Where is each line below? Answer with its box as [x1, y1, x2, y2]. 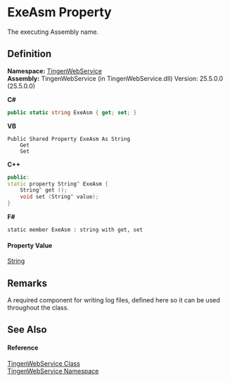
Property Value [7, 241, 53, 249]
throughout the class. [7, 304, 69, 312]
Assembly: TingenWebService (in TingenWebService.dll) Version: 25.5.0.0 [7, 74, 224, 82]
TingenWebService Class [7, 359, 81, 367]
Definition [7, 48, 51, 60]
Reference [7, 343, 39, 352]
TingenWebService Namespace [7, 366, 99, 375]
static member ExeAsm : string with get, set [7, 226, 143, 233]
